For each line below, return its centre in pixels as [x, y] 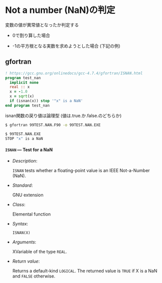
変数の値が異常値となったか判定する [42, 25]
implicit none [24, 82]
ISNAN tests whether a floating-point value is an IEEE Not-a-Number [81, 170]
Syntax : [20, 224]
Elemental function [31, 214]
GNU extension [28, 195]
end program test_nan [27, 105]
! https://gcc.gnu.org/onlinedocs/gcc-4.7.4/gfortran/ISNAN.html [74, 73]
